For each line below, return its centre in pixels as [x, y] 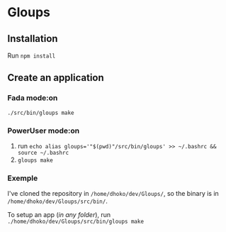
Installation [33, 39]
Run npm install [32, 55]
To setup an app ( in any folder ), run [59, 215]
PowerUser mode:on [44, 131]
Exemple [23, 178]
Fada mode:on [33, 98]
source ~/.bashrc [43, 153]
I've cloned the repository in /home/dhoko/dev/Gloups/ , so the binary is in [113, 194]
